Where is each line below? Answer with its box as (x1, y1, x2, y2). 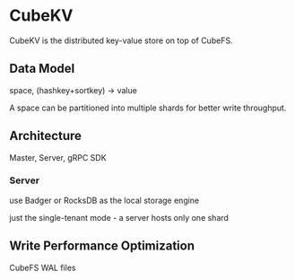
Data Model (9, 61, 75, 76)
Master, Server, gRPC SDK (9, 152, 107, 162)
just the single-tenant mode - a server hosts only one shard (9, 212, 229, 223)
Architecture (9, 128, 82, 144)
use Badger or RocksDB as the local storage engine (9, 195, 200, 206)
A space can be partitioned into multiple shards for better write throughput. (9, 102, 287, 113)
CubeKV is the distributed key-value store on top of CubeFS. (9, 35, 233, 46)
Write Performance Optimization (9, 239, 195, 254)
